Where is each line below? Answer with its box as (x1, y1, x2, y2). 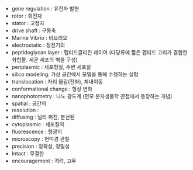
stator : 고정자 (11, 20, 45, 26)
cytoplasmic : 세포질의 (11, 121, 64, 127)
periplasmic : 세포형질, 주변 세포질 (11, 64, 91, 70)
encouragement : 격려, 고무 (11, 157, 77, 164)
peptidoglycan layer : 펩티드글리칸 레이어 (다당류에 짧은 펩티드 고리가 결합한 (11, 49, 188, 55)
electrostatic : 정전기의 (11, 41, 66, 48)
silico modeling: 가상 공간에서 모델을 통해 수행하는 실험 (11, 71, 139, 78)
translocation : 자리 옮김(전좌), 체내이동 (11, 78, 104, 85)
